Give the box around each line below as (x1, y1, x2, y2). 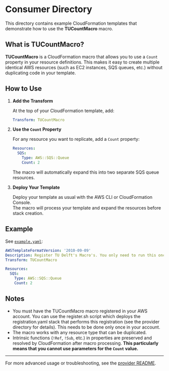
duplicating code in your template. (5, 70, 76, 76)
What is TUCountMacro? (5, 40, 84, 49)
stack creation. (12, 210, 44, 216)
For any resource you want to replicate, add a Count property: (12, 136, 140, 142)
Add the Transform (12, 97, 53, 104)
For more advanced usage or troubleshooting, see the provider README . (5, 360, 156, 366)
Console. (12, 199, 32, 205)
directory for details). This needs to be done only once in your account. (12, 324, 160, 330)
